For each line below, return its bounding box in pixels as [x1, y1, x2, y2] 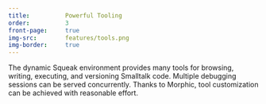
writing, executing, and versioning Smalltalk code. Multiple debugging [8, 71, 237, 81]
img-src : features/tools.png [8, 33, 129, 42]
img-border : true [8, 41, 80, 49]
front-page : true [8, 26, 80, 34]
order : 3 [8, 19, 69, 27]
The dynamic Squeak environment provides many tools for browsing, [8, 63, 234, 72]
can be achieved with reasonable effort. [8, 88, 139, 98]
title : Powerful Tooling [8, 11, 123, 20]
